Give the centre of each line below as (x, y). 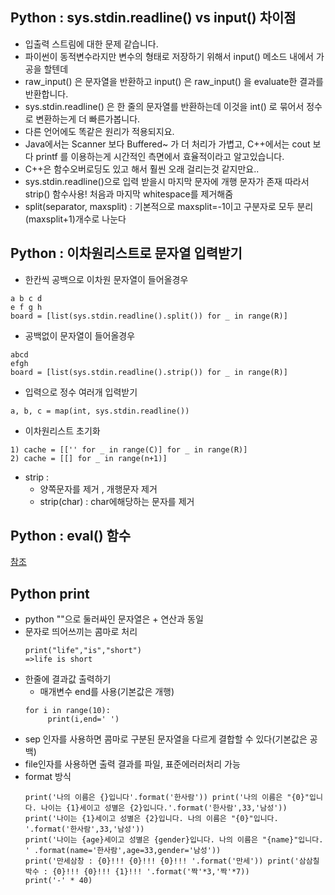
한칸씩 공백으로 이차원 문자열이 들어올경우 (106, 279)
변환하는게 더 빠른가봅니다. (88, 119)
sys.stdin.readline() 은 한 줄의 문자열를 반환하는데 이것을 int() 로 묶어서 (164, 106)
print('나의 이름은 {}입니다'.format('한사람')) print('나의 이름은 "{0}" (167, 798)
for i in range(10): (67, 711)
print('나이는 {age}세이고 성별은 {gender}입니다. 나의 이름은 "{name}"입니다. (174, 840)
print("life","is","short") (83, 651)
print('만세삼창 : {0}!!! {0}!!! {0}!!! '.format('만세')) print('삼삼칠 (172, 861)
